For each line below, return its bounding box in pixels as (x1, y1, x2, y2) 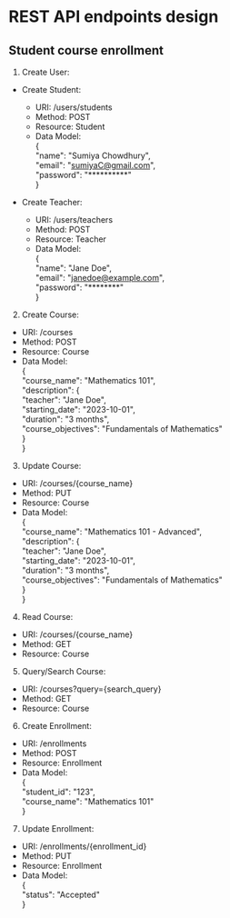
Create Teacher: (21, 197, 83, 207)
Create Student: (21, 85, 82, 95)
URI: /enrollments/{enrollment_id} (21, 841, 147, 852)
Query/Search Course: (21, 666, 106, 676)
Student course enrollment (8, 43, 165, 58)
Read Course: (21, 612, 74, 622)
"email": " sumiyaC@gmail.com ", (35, 160, 156, 170)
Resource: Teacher (35, 234, 106, 244)
